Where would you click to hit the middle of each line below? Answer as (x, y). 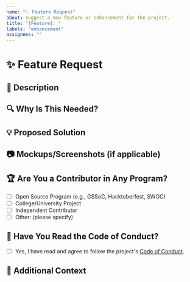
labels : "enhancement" (35, 29)
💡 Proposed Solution (46, 132)
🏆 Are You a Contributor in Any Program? (87, 179)
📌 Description (33, 87)
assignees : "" (24, 35)
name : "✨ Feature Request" (41, 12)
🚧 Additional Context (46, 271)
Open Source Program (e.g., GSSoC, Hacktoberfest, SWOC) (90, 196)
